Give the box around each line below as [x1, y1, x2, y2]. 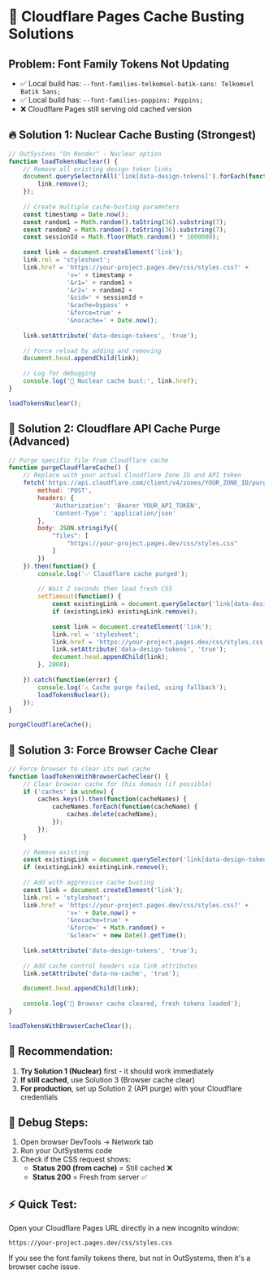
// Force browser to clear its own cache [8, 765, 151, 773]
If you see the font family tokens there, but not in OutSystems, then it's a [8, 1254, 251, 1263]
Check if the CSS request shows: [19, 1154, 132, 1164]
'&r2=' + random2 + [66, 286, 132, 294]
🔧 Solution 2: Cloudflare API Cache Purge [8, 422, 221, 436]
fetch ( [23, 479, 45, 487]
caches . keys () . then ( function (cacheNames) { [37, 795, 187, 803]
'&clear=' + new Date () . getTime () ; [66, 932, 187, 940]
